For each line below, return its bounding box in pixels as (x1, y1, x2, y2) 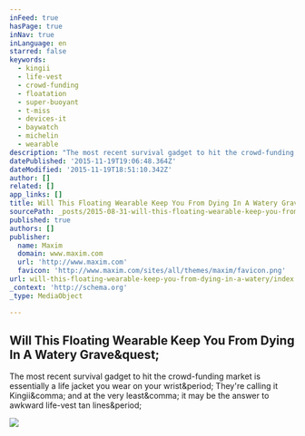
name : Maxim (17, 241, 64, 250)
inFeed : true (9, 13, 59, 23)
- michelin (17, 131, 59, 140)
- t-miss (17, 106, 51, 115)
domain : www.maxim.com (17, 249, 103, 258)
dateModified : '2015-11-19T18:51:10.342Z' (9, 165, 172, 174)
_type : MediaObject (9, 291, 84, 300)
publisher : (9, 232, 51, 241)
